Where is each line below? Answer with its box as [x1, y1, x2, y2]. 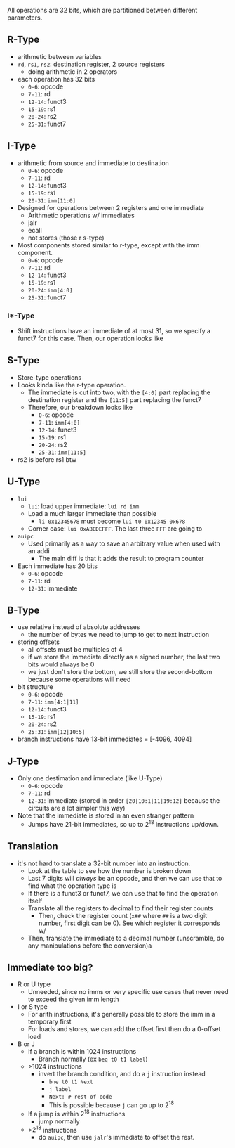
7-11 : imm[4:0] [38, 418, 81, 426]
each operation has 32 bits [17, 75, 95, 83]
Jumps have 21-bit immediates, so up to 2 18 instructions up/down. [27, 819, 219, 828]
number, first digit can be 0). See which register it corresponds [38, 919, 220, 927]
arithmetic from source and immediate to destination [17, 158, 170, 167]
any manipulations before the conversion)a [27, 941, 152, 950]
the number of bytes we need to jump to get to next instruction [27, 631, 209, 639]
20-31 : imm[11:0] [27, 196, 76, 205]
